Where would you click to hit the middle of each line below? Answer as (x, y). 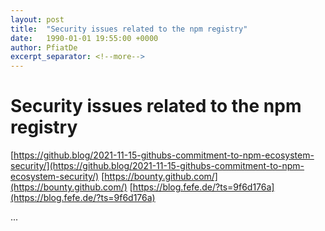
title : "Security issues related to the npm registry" (129, 29)
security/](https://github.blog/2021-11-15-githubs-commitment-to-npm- (157, 166)
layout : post (37, 19)
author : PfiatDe (44, 47)
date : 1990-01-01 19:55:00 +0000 (84, 38)
